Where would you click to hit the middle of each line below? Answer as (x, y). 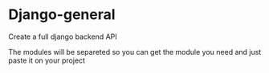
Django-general (62, 15)
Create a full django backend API (63, 36)
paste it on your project (47, 60)
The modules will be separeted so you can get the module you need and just (135, 52)
